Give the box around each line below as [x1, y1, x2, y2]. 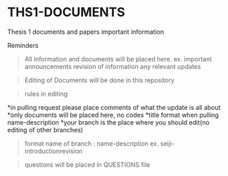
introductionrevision [24, 146, 83, 155]
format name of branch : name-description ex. [24, 139, 159, 148]
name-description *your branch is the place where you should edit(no [7, 118, 210, 127]
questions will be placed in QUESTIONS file [24, 160, 151, 169]
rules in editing [24, 89, 68, 98]
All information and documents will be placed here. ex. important [24, 54, 213, 63]
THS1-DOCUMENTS [7, 4, 125, 20]
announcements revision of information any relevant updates [24, 62, 201, 70]
